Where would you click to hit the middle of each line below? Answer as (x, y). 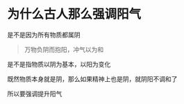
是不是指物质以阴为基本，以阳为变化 (59, 64)
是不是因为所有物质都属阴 (44, 35)
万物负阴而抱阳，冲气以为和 (64, 49)
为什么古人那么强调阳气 (74, 14)
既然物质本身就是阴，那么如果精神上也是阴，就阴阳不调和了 (92, 79)
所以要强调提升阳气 (35, 94)
